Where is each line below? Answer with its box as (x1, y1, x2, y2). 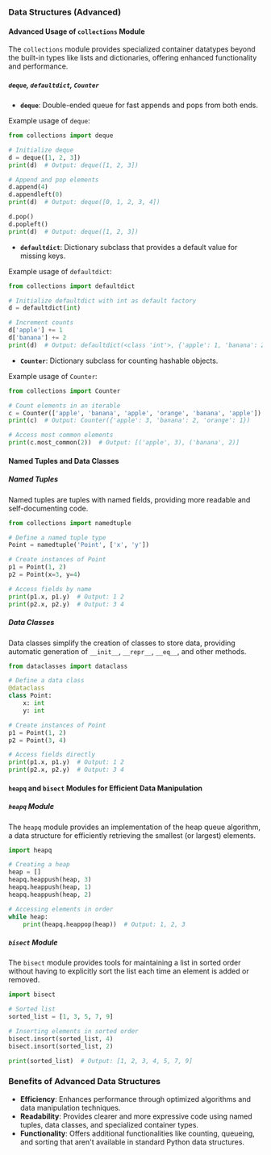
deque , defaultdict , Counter (8, 80, 99, 90)
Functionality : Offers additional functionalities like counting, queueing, (19, 1128, 256, 1138)
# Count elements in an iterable (8, 402, 121, 410)
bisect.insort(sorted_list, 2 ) (8, 1042, 114, 1050)
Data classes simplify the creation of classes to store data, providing (8, 638, 236, 648)
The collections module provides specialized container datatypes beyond (8, 44, 256, 54)
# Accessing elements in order (8, 905, 114, 913)
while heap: (8, 912, 48, 921)
